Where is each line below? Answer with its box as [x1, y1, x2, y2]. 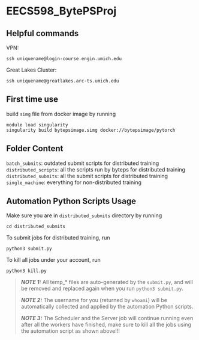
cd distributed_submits [6, 224, 66, 230]
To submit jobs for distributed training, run [6, 234, 110, 241]
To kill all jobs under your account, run [6, 256, 101, 264]
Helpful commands [6, 28, 79, 39]
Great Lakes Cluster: [6, 66, 57, 73]
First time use [6, 94, 59, 105]
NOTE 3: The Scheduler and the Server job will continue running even [20, 315, 194, 322]
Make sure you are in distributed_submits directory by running [6, 212, 162, 219]
